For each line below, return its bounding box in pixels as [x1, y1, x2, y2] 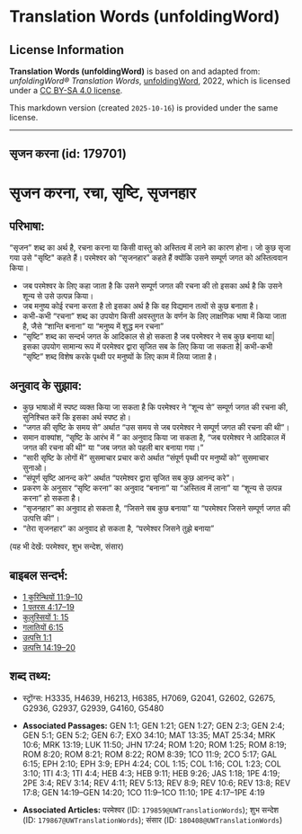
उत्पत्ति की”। [22, 513, 60, 524]
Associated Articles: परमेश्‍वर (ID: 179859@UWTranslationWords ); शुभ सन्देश [22, 804, 279, 815]
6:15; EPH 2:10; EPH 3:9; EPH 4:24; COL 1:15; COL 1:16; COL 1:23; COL [22, 758, 281, 769]
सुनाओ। [22, 463, 48, 474]
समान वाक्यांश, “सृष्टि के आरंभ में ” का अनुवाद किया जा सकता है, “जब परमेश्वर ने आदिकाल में [22, 432, 286, 443]
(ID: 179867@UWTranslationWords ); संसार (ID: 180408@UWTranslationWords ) [22, 814, 283, 825]
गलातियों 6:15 [22, 622, 65, 633]
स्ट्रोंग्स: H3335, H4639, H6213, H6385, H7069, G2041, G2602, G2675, [22, 692, 276, 703]
